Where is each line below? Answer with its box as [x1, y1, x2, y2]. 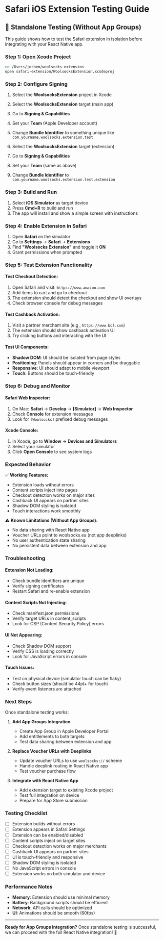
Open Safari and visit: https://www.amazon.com [12, 284, 105, 290]
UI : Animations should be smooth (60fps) [12, 910, 95, 916]
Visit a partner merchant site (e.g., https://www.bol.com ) [12, 322, 125, 328]
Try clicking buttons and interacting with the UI [12, 332, 106, 339]
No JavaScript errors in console [12, 865, 77, 871]
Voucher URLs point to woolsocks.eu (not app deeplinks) [12, 532, 127, 538]
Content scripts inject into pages [12, 487, 78, 493]
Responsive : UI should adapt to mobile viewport [12, 365, 110, 371]
